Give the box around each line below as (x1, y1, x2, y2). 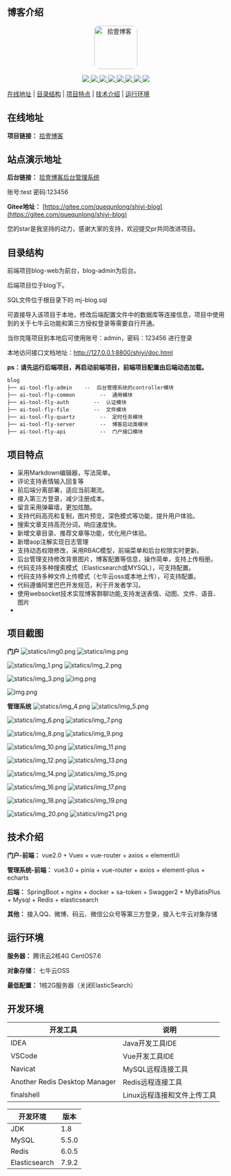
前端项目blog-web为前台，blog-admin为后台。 (7, 267, 140, 275)
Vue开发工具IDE (123, 1052, 174, 1061)
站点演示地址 (7, 154, 62, 166)
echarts (7, 873, 29, 882)
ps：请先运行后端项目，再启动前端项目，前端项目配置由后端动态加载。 (7, 363, 208, 372)
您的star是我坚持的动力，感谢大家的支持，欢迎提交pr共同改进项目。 (7, 225, 200, 233)
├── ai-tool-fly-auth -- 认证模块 (7, 399, 127, 406)
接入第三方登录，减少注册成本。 (17, 495, 108, 503)
